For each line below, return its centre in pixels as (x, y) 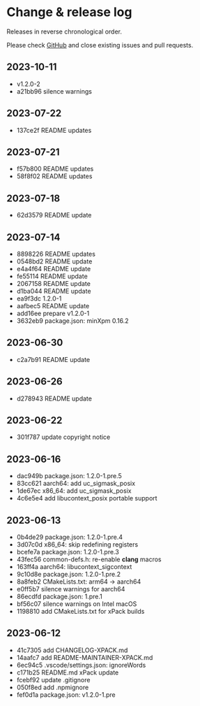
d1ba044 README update (54, 291)
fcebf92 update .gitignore (53, 679)
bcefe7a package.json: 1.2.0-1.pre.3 (68, 552)
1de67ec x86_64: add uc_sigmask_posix (74, 491)
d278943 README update (54, 398)
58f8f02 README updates (54, 176)
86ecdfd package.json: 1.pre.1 (59, 597)
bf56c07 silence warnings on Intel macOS (77, 604)
